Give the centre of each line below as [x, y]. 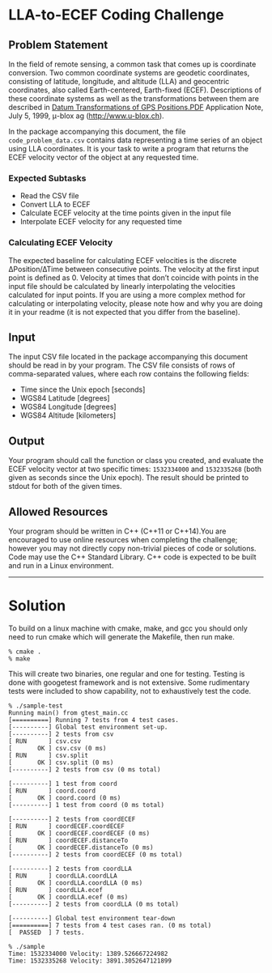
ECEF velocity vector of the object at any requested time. [104, 157]
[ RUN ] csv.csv [45, 741]
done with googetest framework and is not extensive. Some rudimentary [129, 682]
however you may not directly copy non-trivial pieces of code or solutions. [132, 549]
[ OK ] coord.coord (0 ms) [65, 798]
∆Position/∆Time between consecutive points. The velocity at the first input [134, 269]
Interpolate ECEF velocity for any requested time [101, 222]
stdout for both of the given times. [65, 486]
